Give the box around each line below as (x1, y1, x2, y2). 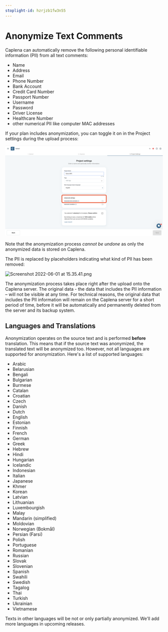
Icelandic (12, 462, 31, 468)
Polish (12, 536, 25, 542)
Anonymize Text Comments (5, 30, 123, 42)
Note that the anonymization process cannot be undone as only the (5, 241, 144, 247)
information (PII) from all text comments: (5, 52, 88, 58)
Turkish (12, 595, 28, 601)
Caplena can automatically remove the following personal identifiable (5, 47, 147, 53)
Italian (12, 473, 25, 479)
